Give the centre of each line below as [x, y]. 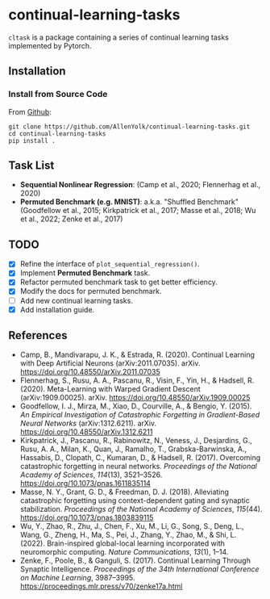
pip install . [32, 140]
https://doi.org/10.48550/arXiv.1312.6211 [86, 432]
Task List [31, 166]
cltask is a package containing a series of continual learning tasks [119, 37]
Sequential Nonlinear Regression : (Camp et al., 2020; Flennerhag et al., [140, 185]
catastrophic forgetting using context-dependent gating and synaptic [135, 501]
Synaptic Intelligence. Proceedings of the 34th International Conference [139, 569]
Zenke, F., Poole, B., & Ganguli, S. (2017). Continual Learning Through [135, 561]
